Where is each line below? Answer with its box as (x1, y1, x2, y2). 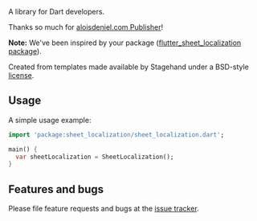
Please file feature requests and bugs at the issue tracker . (8, 204, 199, 214)
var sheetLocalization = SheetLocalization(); (15, 153, 174, 161)
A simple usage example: (8, 115, 92, 125)
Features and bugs (8, 182, 104, 196)
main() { (8, 145, 38, 153)
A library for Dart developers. (8, 7, 105, 16)
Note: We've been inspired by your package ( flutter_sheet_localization (8, 38, 242, 47)
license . (8, 71, 35, 80)
